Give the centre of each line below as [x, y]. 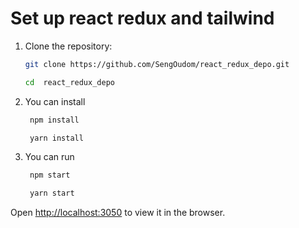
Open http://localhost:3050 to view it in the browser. [118, 213]
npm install [54, 120]
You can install [55, 101]
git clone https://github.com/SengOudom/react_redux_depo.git [157, 64]
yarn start [52, 193]
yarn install [56, 138]
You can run [49, 157]
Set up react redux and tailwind [142, 18]
